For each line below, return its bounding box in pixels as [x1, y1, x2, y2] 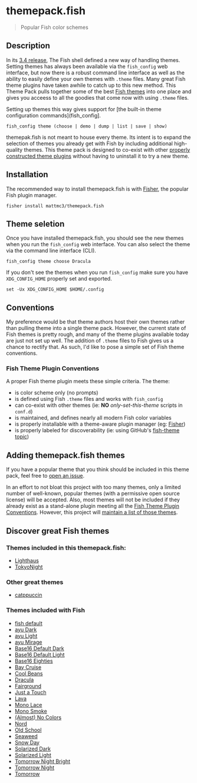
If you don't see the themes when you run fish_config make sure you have [6, 269, 189, 276]
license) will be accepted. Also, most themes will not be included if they [6, 496, 180, 503]
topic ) [14, 433, 29, 441]
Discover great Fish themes [6, 526, 110, 536]
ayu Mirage [14, 638, 42, 645]
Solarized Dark [14, 745, 51, 752]
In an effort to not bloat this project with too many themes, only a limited [6, 484, 181, 491]
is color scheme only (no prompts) [14, 389, 98, 396]
